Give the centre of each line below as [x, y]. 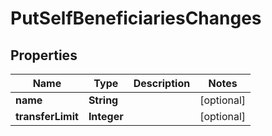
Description [162, 83]
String [103, 100]
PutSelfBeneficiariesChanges [136, 18]
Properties [44, 55]
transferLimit [47, 116]
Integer [106, 116]
